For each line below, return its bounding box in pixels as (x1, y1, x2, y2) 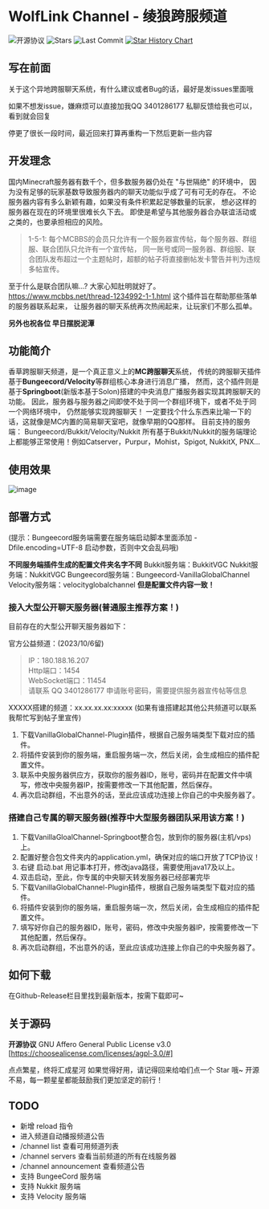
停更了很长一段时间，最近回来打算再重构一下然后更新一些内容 (8, 128, 213, 137)
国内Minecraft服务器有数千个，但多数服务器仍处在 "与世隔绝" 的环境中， (8, 177, 247, 186)
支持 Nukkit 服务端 (19, 1182, 81, 1191)
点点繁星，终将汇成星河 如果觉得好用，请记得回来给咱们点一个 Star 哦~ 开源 (8, 1065, 259, 1075)
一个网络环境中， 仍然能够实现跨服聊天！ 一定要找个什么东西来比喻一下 (8, 407, 245, 417)
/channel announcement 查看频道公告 (19, 1162, 145, 1171)
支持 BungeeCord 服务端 (19, 1171, 102, 1181)
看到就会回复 (8, 111, 51, 120)
